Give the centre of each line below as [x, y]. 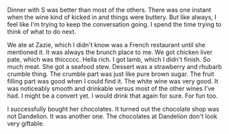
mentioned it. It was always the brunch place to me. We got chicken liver [110, 52]
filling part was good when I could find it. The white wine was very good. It [113, 81]
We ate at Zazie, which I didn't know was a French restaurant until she [106, 45]
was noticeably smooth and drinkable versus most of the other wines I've [111, 89]
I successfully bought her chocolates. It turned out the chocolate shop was [113, 109]
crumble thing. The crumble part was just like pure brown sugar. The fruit [111, 74]
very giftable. [26, 123]
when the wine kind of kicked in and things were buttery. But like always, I [112, 17]
